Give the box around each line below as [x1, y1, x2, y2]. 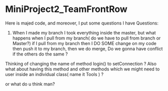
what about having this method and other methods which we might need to [5, 66, 160, 72]
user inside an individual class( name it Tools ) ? [5, 71, 104, 77]
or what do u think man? [5, 81, 55, 87]
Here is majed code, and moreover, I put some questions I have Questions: [5, 20, 158, 26]
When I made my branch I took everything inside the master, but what [12, 29, 156, 35]
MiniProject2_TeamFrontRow [5, 3, 127, 15]
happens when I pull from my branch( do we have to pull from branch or [12, 35, 161, 41]
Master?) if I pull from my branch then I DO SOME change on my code [12, 40, 156, 46]
